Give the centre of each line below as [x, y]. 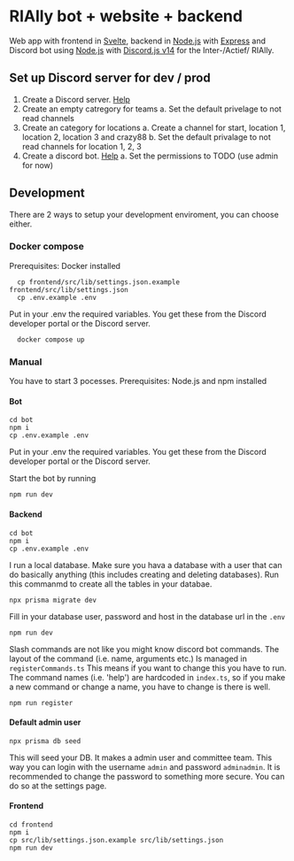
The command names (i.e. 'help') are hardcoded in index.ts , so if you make [147, 677]
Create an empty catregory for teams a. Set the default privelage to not [151, 109]
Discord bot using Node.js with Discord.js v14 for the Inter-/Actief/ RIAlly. [142, 50]
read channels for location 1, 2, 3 [81, 146]
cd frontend [31, 825]
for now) [38, 165]
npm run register [41, 703]
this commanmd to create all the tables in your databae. [111, 584]
